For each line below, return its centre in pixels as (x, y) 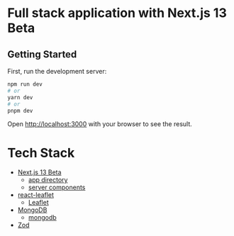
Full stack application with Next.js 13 (117, 13)
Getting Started (42, 54)
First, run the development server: (57, 71)
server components (57, 187)
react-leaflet (36, 195)
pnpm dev (20, 111)
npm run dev (25, 84)
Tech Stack (41, 153)
